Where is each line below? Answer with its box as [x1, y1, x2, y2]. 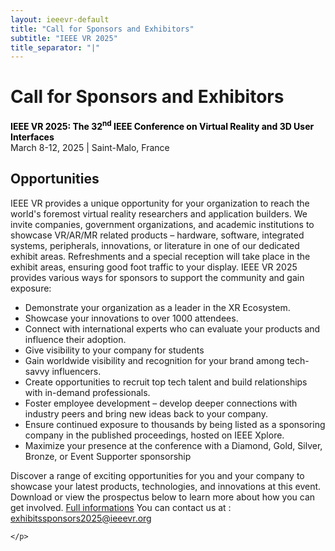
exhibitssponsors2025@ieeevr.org [10, 512, 152, 524]
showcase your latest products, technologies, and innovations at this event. [10, 480, 322, 492]
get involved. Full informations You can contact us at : [10, 501, 232, 513]
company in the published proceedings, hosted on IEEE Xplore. [24, 429, 285, 441]
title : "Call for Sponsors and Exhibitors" [10, 24, 195, 34]
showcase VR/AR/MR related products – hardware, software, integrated [10, 229, 305, 241]
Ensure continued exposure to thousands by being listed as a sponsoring [24, 418, 326, 430]
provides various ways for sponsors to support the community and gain [10, 271, 305, 283]
